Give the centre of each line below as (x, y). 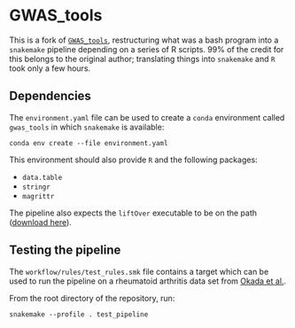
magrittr (38, 196)
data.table (42, 177)
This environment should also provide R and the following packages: (134, 160)
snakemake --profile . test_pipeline (79, 314)
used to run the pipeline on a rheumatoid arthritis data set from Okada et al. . (147, 281)
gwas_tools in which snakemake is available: (87, 127)
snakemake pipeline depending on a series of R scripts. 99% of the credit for (147, 49)
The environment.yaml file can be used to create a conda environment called (147, 117)
